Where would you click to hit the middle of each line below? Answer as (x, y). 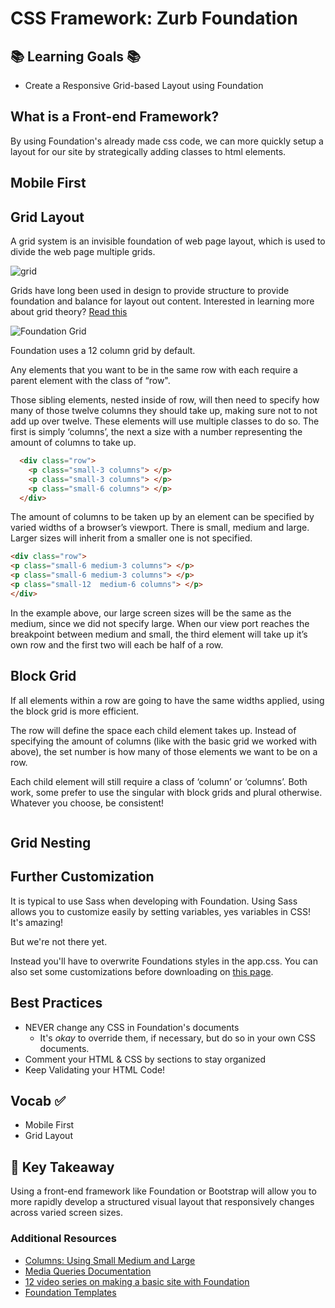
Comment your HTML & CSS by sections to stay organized (145, 1059)
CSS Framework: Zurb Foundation (154, 18)
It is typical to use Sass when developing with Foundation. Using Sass (154, 901)
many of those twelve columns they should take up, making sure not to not (164, 411)
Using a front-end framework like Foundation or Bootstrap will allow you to (163, 1191)
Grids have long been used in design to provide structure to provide (150, 291)
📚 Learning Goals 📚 (76, 56)
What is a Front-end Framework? (115, 117)
